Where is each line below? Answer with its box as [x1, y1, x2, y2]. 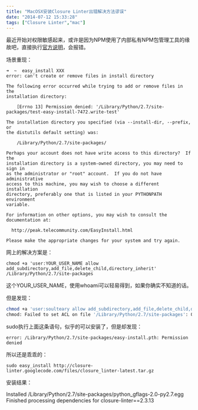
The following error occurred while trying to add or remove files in [6, 84, 183, 89]
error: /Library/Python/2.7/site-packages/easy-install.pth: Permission [6, 335, 189, 341]
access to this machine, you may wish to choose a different [6, 181, 160, 187]
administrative [6, 176, 44, 182]
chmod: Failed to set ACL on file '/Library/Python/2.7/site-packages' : [6, 312, 189, 318]
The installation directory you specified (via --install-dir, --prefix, [6, 119, 192, 125]
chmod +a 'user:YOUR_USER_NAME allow [6, 261, 99, 266]
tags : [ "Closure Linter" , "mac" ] [6, 19, 85, 25]
